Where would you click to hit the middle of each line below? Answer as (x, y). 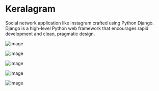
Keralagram (31, 9)
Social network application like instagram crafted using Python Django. (79, 23)
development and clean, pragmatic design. (50, 34)
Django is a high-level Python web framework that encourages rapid (77, 28)
